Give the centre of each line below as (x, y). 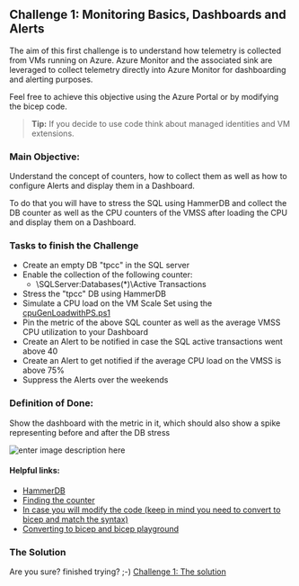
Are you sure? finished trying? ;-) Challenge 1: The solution (118, 572)
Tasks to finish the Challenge (74, 246)
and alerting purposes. (51, 79)
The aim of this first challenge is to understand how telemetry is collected (145, 50)
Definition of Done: (52, 403)
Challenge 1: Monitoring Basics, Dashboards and (148, 15)
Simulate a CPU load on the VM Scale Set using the (117, 303)
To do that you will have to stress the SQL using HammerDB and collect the (148, 203)
